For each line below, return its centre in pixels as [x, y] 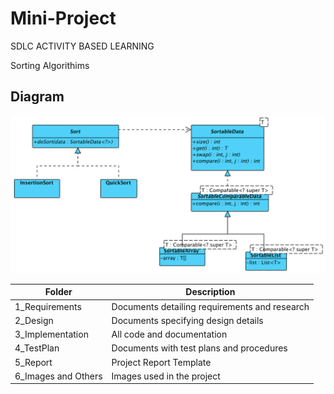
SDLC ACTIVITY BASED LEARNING [82, 46]
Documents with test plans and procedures [199, 348]
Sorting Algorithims [50, 65]
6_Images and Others [58, 376]
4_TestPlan [37, 348]
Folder [58, 292]
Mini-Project [63, 18]
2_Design [34, 320]
